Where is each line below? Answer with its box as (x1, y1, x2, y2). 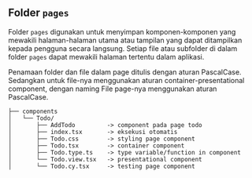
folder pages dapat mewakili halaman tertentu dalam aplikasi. (8, 52, 205, 61)
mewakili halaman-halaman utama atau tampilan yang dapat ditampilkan (8, 35, 243, 45)
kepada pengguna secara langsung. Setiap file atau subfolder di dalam (8, 43, 238, 53)
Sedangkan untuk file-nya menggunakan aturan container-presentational (8, 75, 245, 85)
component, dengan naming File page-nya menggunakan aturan (8, 84, 217, 93)
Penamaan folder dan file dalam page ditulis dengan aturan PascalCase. (8, 67, 242, 77)
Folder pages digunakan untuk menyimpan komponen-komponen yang (8, 27, 236, 36)
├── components (8, 107, 58, 115)
